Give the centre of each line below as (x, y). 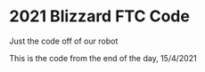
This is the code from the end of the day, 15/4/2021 (103, 58)
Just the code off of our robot (64, 41)
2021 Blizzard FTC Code (99, 16)
